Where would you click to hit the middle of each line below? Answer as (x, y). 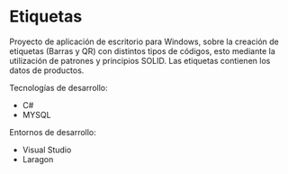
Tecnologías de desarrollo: (58, 87)
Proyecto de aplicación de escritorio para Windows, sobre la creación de (144, 41)
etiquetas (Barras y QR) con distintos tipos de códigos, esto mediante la (143, 50)
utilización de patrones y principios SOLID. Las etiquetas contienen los (140, 60)
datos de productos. (47, 70)
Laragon (38, 159)
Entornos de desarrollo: (53, 132)
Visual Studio (47, 150)
